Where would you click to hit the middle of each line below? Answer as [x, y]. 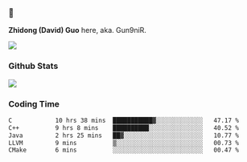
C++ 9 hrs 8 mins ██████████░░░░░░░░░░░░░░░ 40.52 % [124, 128]
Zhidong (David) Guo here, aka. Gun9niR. [78, 30]
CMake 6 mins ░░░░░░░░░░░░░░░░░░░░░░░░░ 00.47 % [124, 150]
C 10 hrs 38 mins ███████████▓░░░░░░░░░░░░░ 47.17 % [124, 120]
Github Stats [33, 66]
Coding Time [34, 103]
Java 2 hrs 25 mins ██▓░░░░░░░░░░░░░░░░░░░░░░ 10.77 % [124, 136]
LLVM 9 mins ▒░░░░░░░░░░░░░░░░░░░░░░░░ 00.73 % [124, 143]
